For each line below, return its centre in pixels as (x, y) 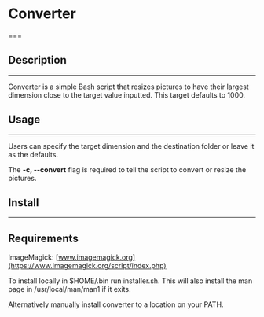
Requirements (43, 238)
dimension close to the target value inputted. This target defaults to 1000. (127, 94)
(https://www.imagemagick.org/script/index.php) (87, 266)
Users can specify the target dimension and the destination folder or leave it (131, 146)
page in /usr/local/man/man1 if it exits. (70, 289)
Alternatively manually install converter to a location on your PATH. (116, 304)
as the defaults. (33, 154)
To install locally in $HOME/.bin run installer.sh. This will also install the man (130, 281)
